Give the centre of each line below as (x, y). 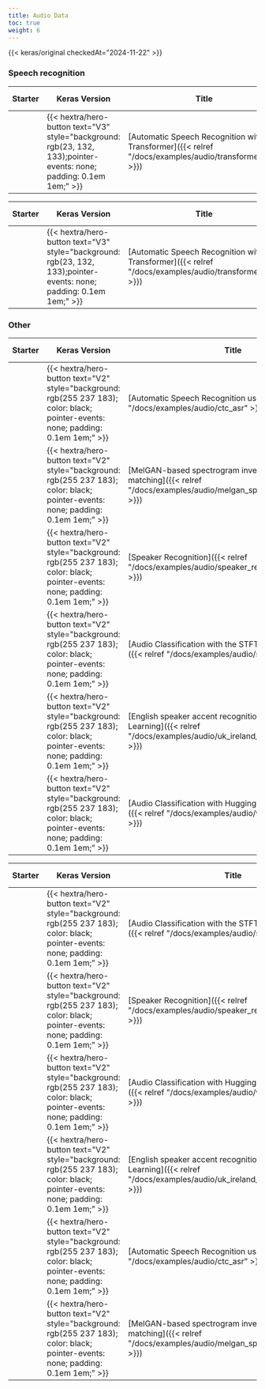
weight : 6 (24, 30)
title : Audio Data (38, 15)
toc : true (24, 23)
